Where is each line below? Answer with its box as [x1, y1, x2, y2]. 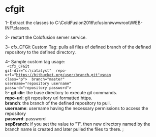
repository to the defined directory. [5, 49, 76, 55]
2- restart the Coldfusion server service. [5, 34, 87, 40]
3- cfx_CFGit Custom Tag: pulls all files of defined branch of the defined [5, 44, 151, 50]
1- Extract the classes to [5, 20, 54, 26]
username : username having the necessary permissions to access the [5, 105, 149, 111]
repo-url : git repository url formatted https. [5, 95, 93, 101]
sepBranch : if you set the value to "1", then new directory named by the [5, 121, 151, 127]
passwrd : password [5, 115, 46, 121]
